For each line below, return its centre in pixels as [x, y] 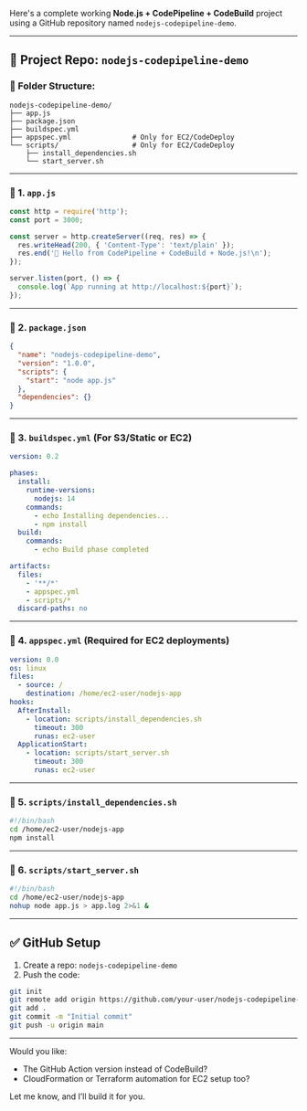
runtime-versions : [61, 491]
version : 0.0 [34, 660]
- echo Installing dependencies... [101, 515]
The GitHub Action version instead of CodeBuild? [115, 1069]
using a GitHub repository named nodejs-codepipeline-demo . [123, 23]
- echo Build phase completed [91, 550]
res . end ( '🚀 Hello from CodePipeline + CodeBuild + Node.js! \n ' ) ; [145, 254]
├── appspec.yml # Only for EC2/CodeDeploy [122, 137]
